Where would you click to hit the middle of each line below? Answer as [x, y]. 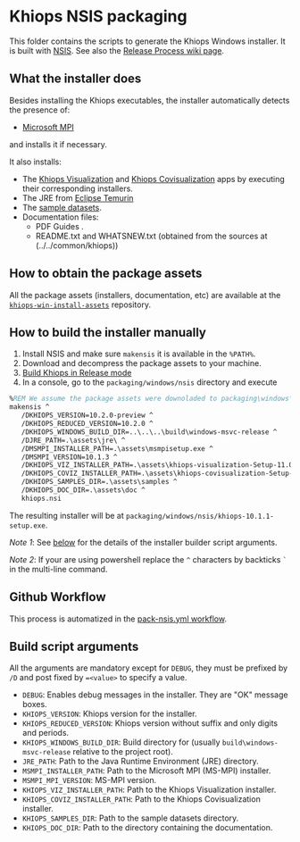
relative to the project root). [123, 752]
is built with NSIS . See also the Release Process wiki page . [117, 50]
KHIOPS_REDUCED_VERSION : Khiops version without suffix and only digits [150, 723]
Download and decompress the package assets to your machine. [142, 363]
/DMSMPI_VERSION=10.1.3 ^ [69, 457]
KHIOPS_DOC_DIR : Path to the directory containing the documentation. [147, 828]
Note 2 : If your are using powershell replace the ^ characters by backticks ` [148, 559]
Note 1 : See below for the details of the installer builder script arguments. [144, 542]
